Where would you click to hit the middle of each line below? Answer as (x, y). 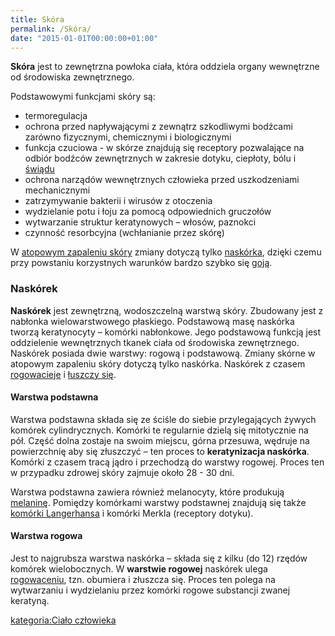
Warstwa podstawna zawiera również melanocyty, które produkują (147, 492)
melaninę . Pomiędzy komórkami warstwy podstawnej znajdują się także (158, 502)
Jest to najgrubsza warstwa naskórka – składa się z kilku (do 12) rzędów (159, 558)
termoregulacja (56, 116)
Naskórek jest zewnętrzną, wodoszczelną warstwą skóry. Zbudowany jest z (167, 310)
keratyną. (30, 601)
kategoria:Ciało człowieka (63, 620)
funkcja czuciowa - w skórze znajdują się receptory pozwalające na (164, 148)
